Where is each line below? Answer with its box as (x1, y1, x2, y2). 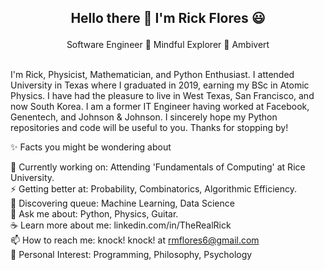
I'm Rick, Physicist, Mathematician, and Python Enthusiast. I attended (10, 69, 295, 81)
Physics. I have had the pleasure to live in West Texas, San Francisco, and (10, 90, 315, 102)
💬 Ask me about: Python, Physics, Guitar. (10, 208, 179, 220)
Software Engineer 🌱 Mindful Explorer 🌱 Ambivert (66, 39, 270, 51)
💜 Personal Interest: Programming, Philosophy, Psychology (10, 249, 253, 261)
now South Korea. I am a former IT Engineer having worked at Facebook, (10, 101, 310, 113)
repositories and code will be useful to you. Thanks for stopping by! (10, 122, 289, 134)
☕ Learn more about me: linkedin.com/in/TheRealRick (10, 219, 232, 231)
